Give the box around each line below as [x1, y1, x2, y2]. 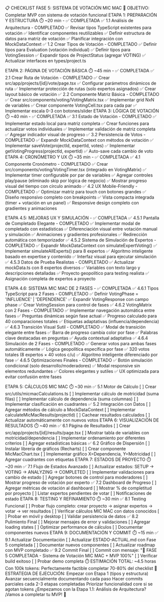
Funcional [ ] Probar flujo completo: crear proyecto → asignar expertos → [5, 503, 153, 509]
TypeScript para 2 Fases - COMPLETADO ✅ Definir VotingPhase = [5, 291, 139, 297]
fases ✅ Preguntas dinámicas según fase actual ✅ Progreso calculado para [5, 313, 157, 319]
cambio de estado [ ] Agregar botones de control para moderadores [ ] [5, 475, 148, 480]
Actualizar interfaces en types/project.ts [5, 58, 87, 63]
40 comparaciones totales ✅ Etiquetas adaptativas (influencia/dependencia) [5, 319, 159, 324]
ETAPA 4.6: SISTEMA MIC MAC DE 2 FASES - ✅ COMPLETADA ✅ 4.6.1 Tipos [5, 285, 159, 291]
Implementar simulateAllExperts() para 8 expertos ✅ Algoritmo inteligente [5, 248, 153, 254]
